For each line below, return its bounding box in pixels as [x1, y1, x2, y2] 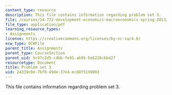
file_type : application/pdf [5, 22, 66, 27]
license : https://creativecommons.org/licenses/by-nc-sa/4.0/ [5, 36, 141, 42]
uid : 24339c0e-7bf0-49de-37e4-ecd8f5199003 [5, 70, 100, 75]
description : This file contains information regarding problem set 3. [5, 12, 161, 17]
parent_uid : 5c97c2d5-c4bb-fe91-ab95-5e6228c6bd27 [5, 55, 116, 61]
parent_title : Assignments [5, 46, 63, 51]
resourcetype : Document [5, 60, 56, 65]
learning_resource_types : [5, 27, 60, 32]
